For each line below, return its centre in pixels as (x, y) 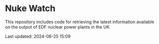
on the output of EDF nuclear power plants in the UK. (58, 27)
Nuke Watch (30, 8)
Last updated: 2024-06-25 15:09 (38, 36)
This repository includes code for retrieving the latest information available (80, 22)
